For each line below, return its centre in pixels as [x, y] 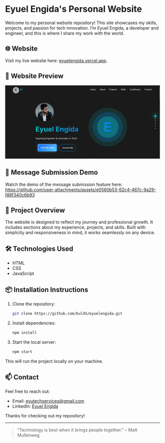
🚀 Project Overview [35, 210]
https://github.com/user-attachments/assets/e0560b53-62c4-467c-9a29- [81, 189]
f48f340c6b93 [20, 195]
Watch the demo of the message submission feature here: [64, 184]
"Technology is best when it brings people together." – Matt [77, 430]
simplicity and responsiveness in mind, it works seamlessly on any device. [80, 233]
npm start [22, 352]
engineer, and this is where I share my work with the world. [65, 33]
